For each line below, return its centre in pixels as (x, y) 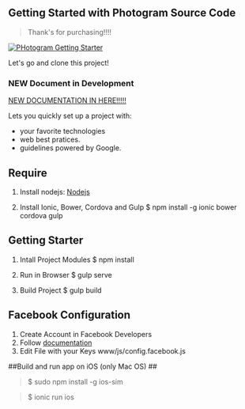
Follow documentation (56, 343)
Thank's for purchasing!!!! (70, 32)
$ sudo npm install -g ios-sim (75, 381)
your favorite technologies (62, 131)
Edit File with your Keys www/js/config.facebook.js (102, 350)
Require (28, 173)
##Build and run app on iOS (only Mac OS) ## (83, 366)
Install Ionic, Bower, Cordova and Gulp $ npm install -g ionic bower (128, 207)
